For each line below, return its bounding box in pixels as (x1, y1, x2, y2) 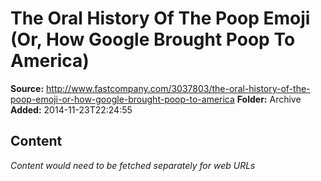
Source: (10, 82, 45, 94)
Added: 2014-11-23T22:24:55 (10, 103, 133, 116)
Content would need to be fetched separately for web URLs (10, 159, 256, 171)
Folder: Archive (236, 93, 302, 105)
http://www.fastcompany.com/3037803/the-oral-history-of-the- (46, 82, 311, 94)
